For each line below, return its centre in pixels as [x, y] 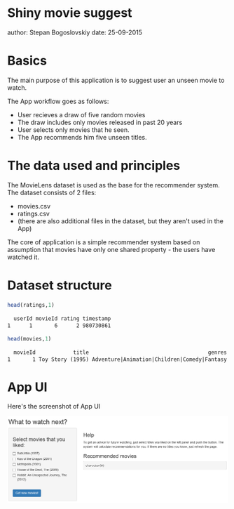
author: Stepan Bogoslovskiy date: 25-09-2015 [75, 32]
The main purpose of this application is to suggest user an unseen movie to [116, 80]
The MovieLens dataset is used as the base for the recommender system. [113, 185]
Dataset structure [60, 285]
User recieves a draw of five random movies [81, 114]
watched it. [23, 257]
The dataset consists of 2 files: [52, 192]
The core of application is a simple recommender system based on [104, 242]
